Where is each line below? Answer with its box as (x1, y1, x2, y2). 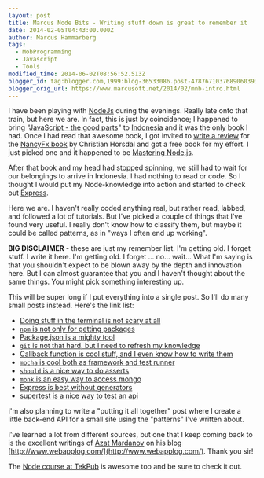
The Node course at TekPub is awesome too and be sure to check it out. (8, 461, 242, 472)
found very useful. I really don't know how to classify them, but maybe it (8, 220, 242, 230)
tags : (8, 41, 26, 49)
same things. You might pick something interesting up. (8, 277, 185, 287)
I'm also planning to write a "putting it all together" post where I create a (8, 406, 241, 416)
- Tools (15, 63, 41, 71)
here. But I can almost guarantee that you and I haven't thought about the (8, 269, 246, 278)
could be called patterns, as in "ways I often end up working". (8, 229, 207, 238)
